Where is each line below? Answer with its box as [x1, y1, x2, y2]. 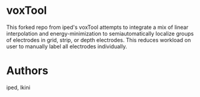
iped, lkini [6, 84, 30, 91]
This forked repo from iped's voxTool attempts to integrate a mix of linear [6, 23, 189, 31]
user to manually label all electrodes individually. [6, 43, 127, 50]
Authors [6, 64, 48, 78]
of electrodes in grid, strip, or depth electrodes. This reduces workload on [6, 36, 191, 43]
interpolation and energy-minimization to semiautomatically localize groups [6, 30, 194, 37]
